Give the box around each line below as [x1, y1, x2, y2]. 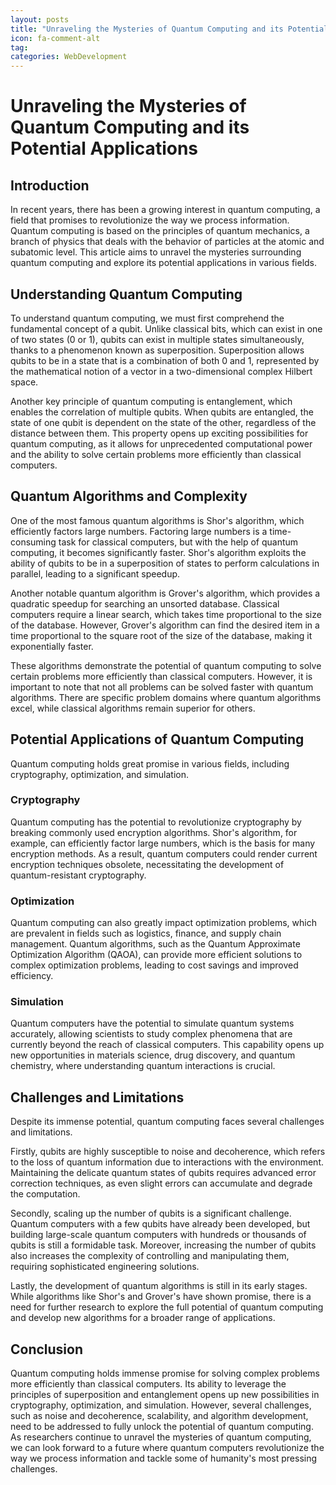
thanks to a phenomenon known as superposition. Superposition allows [10, 344, 305, 356]
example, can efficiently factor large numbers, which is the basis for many [10, 837, 316, 849]
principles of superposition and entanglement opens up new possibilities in [10, 1389, 320, 1401]
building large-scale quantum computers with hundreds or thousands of [10, 1229, 307, 1241]
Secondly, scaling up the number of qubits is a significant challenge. [10, 1207, 292, 1220]
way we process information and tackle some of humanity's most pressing [10, 1452, 318, 1465]
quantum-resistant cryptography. [10, 869, 147, 881]
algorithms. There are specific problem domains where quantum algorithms [10, 691, 322, 703]
